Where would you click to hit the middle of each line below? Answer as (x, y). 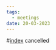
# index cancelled (28, 41)
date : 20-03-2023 (28, 23)
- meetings (26, 18)
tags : (13, 12)
